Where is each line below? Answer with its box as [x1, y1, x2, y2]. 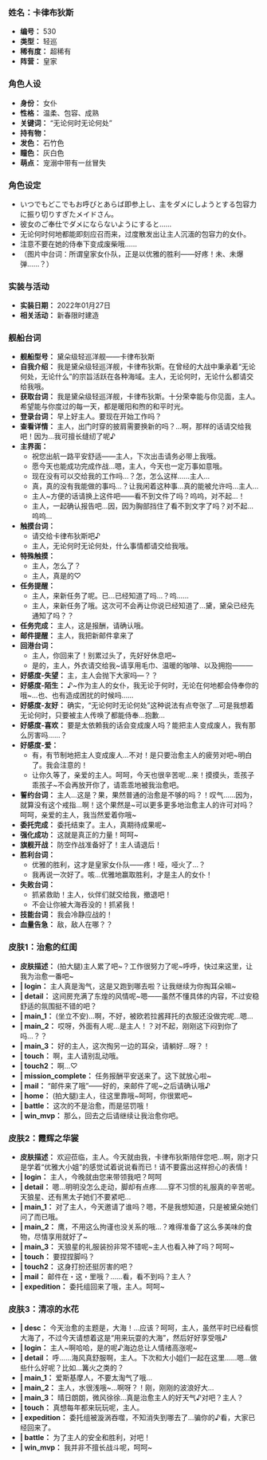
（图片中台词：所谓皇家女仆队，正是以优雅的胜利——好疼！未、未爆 [19, 249, 244, 258]
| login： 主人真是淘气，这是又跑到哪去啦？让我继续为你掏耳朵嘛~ [19, 981, 237, 991]
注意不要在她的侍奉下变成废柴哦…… [19, 239, 137, 249]
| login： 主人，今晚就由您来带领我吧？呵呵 [19, 1172, 162, 1182]
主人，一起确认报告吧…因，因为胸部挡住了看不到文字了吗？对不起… [31, 501, 253, 511]
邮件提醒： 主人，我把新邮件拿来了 [19, 631, 134, 641]
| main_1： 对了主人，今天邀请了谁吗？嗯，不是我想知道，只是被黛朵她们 [19, 1202, 258, 1212]
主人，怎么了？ [31, 561, 81, 571]
